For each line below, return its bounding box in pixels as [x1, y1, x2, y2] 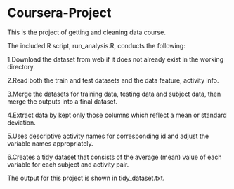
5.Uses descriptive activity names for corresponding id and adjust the [7, 132, 209, 140]
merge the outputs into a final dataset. [7, 97, 118, 106]
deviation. [7, 118, 37, 127]
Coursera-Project [7, 5, 112, 21]
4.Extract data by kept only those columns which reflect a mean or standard [7, 111, 227, 119]
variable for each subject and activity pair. [7, 160, 129, 169]
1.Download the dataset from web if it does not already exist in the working [7, 55, 223, 64]
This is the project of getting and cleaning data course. [7, 28, 167, 36]
